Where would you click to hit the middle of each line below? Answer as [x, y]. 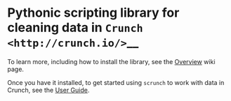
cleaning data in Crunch [75, 28]
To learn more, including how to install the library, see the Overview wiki [111, 61]
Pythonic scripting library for [93, 13]
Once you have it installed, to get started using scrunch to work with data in [116, 82]
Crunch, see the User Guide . [48, 90]
